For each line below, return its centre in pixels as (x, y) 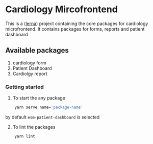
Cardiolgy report (30, 74)
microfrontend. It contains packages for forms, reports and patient (75, 29)
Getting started (25, 87)
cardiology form (30, 63)
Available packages (37, 50)
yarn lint (25, 136)
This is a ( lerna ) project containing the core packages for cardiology (77, 23)
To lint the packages (34, 127)
